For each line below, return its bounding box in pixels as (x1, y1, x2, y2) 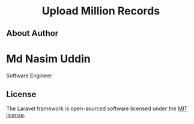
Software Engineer (6, 72, 52, 79)
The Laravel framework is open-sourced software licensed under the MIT (6, 105, 188, 112)
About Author (6, 28, 59, 38)
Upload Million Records (41, 4, 160, 18)
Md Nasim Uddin (6, 52, 91, 65)
